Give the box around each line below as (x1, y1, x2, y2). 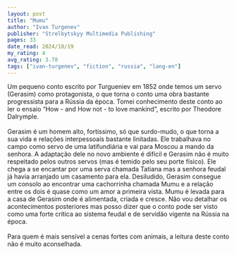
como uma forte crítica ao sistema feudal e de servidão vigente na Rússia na (7, 210, 230, 218)
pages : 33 (7, 37, 37, 44)
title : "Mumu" (7, 17, 49, 24)
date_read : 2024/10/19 (7, 43, 74, 50)
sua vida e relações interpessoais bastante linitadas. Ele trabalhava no (7, 135, 211, 143)
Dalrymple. (7, 112, 39, 121)
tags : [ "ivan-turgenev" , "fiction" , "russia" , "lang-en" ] (7, 63, 181, 70)
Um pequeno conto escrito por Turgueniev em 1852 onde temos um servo (7, 82, 222, 90)
